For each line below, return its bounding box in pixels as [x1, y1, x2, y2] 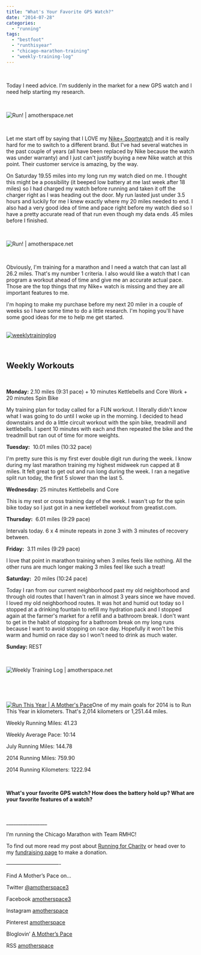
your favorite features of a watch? [6, 796, 93, 803]
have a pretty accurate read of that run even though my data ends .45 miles [6, 210, 193, 217]
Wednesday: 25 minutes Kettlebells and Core [6, 486, 119, 493]
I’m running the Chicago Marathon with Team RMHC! [6, 831, 137, 838]
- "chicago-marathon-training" [11, 48, 90, 54]
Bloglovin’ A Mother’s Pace [6, 930, 73, 938]
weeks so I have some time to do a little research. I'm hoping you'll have [6, 307, 184, 314]
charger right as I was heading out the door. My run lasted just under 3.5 [6, 191, 185, 199]
